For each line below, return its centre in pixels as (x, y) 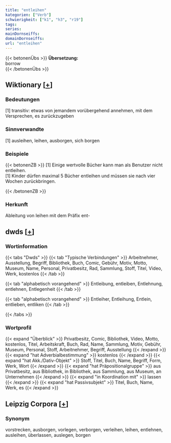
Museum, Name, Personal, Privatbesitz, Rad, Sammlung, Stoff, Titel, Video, (84, 268)
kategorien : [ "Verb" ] (28, 15)
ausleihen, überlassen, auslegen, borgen (48, 435)
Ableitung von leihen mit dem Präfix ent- (48, 216)
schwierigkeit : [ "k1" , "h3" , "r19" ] (44, 19)
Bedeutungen (22, 99)
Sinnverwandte (25, 130)
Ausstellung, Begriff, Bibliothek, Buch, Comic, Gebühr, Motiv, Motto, (76, 263)
